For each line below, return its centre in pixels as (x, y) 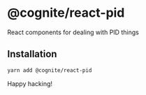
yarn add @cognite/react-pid (50, 70)
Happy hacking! (30, 83)
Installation (32, 54)
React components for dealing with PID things (73, 32)
